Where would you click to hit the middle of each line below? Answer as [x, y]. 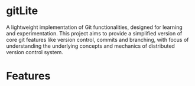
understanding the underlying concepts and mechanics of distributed [91, 46]
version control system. [35, 52]
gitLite [22, 11]
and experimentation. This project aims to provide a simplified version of [94, 33]
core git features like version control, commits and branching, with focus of [97, 39]
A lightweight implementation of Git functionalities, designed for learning [95, 27]
